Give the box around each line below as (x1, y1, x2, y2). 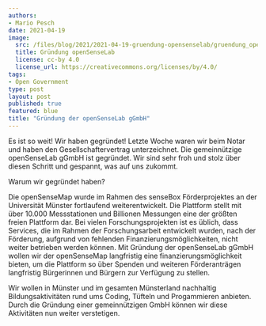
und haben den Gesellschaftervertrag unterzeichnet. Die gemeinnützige (8, 144, 243, 154)
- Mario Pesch (8, 19, 55, 27)
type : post (8, 85, 44, 93)
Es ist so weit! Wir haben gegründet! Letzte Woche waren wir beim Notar (8, 136, 245, 146)
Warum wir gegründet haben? (8, 176, 105, 186)
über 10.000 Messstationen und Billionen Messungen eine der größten (8, 209, 237, 218)
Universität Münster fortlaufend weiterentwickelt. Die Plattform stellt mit (8, 200, 242, 210)
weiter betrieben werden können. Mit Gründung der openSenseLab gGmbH (8, 242, 254, 252)
